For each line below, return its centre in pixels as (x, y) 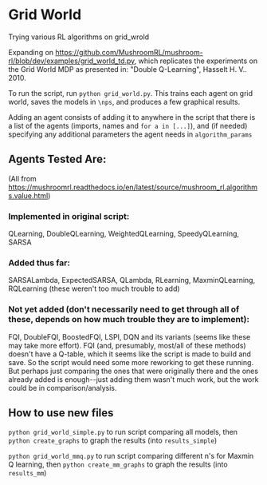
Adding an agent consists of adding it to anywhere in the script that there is (132, 117)
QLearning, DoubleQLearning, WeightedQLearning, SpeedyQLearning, (124, 234)
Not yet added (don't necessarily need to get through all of (124, 309)
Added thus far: (39, 263)
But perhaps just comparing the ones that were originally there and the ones (133, 371)
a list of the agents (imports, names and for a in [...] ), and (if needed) (128, 125)
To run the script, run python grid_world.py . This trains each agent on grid (131, 93)
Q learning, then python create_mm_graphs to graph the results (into (118, 464)
